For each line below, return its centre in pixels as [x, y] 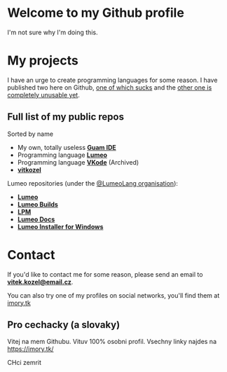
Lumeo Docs [36, 219]
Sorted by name [30, 134]
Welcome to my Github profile [96, 13]
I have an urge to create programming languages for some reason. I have [112, 80]
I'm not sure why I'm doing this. [53, 32]
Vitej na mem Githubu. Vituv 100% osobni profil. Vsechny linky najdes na [112, 342]
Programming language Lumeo [62, 155]
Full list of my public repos [66, 117]
